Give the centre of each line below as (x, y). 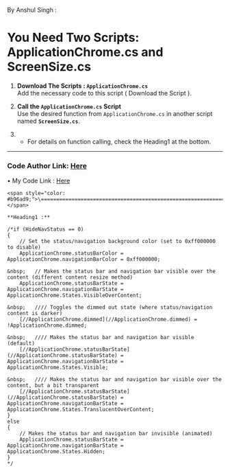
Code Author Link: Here (47, 165)
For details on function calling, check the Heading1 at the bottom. (119, 141)
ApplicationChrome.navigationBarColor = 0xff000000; (84, 259)
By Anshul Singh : (32, 10)
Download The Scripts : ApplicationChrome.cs (82, 86)
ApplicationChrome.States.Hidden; (56, 452)
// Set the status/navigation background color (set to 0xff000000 (117, 242)
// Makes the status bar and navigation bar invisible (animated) (116, 434)
